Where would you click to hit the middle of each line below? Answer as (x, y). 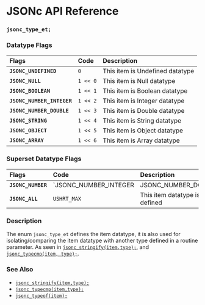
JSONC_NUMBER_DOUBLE (39, 111)
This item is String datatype (142, 121)
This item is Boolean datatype (145, 91)
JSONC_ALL (23, 199)
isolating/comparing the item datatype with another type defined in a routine (102, 240)
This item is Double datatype (144, 111)
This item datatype (167, 195)
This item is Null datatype (139, 81)
